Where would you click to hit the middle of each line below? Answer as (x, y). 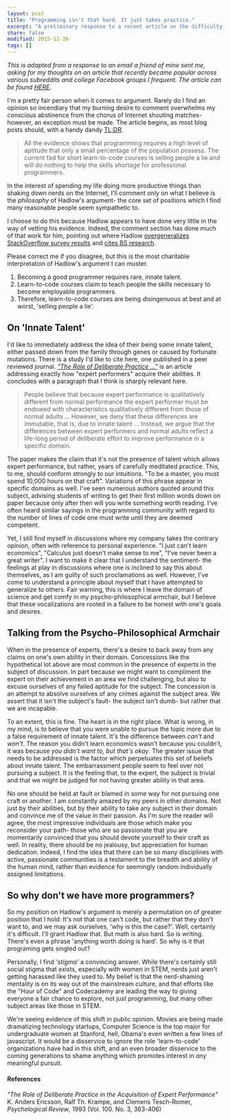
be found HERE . (30, 87)
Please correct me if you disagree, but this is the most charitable (99, 256)
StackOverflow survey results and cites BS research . (82, 243)
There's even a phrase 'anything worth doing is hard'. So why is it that (106, 942)
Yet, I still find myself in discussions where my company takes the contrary (113, 538)
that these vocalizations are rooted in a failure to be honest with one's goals (114, 604)
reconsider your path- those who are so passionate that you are (97, 830)
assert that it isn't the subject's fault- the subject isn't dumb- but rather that (114, 701)
